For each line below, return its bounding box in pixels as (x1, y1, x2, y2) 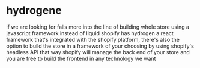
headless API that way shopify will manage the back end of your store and (6, 48, 190, 55)
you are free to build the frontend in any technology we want (6, 55, 156, 62)
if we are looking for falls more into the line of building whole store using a (6, 23, 190, 30)
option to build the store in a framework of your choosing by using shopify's (6, 42, 194, 50)
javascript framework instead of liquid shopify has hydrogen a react (6, 29, 174, 36)
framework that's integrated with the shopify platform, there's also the (6, 36, 180, 43)
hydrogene (6, 4, 62, 17)
